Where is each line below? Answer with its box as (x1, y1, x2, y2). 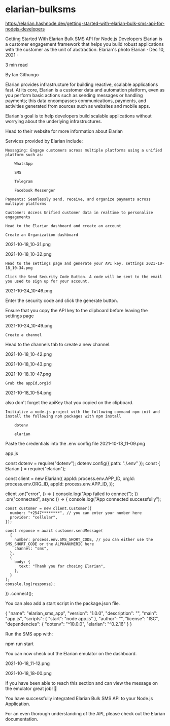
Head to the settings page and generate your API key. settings (5, 261, 144, 266)
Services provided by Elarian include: (5, 138, 83, 144)
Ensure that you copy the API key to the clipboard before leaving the (5, 307, 148, 313)
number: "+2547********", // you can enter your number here (10, 510, 142, 516)
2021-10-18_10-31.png (5, 241, 51, 247)
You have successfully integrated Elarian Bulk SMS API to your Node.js (5, 695, 153, 701)
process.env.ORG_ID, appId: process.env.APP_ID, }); (5, 480, 114, 487)
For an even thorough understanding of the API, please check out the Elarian (5, 710, 165, 716)
